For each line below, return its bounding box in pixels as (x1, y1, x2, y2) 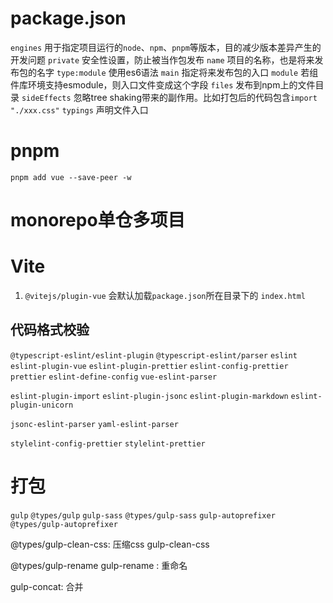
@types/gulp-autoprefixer (10, 519, 118, 529)
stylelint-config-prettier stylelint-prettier (10, 438, 206, 449)
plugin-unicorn (10, 400, 74, 410)
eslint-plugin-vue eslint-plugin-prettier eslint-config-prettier (10, 361, 289, 371)
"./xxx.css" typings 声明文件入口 (10, 103, 149, 116)
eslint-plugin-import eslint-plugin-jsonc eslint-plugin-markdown (10, 391, 289, 401)
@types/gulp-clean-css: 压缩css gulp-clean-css (10, 538, 210, 550)
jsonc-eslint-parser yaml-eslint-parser (10, 419, 179, 429)
